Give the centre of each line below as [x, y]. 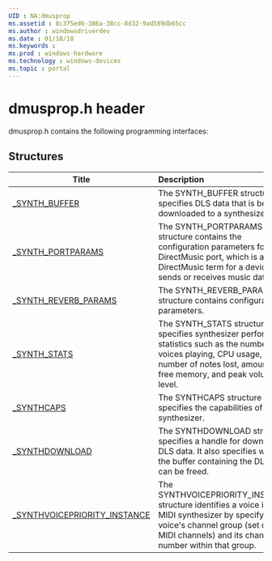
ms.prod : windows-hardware [56, 53]
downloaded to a [190, 213]
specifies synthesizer [198, 334]
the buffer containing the [205, 461]
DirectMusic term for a [200, 266]
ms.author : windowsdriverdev [59, 31]
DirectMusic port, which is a [211, 257]
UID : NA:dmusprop [39, 16]
